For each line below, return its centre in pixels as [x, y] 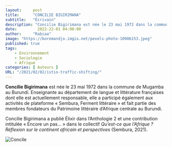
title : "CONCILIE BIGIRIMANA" [43, 15]
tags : [11, 48]
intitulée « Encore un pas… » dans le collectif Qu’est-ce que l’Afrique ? [79, 124]
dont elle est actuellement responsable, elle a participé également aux [79, 98]
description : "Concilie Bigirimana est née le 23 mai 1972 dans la [79, 24]
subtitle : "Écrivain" [31, 20]
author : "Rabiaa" [28, 34]
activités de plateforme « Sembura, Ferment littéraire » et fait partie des [81, 103]
